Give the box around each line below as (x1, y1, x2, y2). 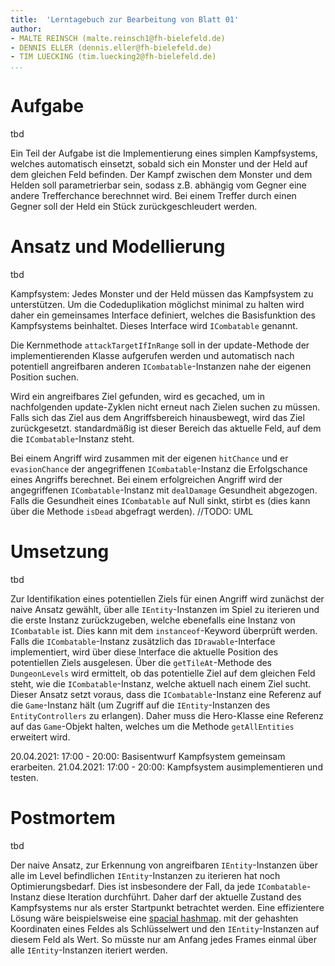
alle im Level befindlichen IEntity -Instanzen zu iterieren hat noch (10, 869, 281, 881)
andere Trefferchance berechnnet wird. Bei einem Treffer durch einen (10, 190, 297, 202)
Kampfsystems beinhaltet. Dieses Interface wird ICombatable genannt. (10, 320, 298, 331)
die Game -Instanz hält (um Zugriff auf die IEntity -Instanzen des (10, 699, 271, 711)
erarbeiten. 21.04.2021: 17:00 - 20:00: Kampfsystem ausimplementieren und (10, 761, 323, 773)
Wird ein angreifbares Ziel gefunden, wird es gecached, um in (10, 391, 265, 402)
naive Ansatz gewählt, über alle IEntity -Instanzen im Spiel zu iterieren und (10, 603, 320, 615)
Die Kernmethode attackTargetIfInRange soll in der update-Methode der (10, 339, 310, 351)
